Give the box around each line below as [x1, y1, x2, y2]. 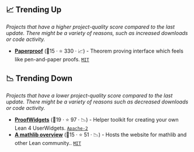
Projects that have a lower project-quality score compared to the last [6, 92, 173, 99]
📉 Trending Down [6, 74, 73, 84]
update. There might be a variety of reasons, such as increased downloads [6, 29, 188, 36]
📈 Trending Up [6, 5, 62, 15]
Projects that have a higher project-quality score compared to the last [6, 23, 175, 30]
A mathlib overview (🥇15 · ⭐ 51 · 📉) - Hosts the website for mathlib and [14, 131, 187, 138]
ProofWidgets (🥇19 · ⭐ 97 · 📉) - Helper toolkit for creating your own [14, 116, 179, 123]
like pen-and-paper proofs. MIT [14, 56, 89, 63]
